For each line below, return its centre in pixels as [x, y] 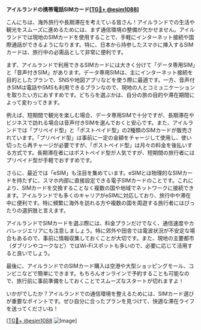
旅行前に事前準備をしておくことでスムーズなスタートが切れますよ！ [100, 281]
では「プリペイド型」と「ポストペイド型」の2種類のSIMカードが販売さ [104, 130]
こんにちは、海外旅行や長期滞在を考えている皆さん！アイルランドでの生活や [100, 22]
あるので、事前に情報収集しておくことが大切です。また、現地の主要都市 [106, 238]
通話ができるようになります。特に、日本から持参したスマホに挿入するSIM [102, 45]
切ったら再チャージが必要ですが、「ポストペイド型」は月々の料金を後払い [97, 145]
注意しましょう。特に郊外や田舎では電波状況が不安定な [121, 231]
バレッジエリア [25, 231]
